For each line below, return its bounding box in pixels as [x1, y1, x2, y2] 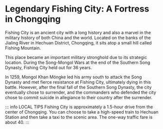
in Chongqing [5, 14, 61, 25]
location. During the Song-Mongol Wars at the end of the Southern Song [5, 59, 150, 65]
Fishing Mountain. [5, 45, 41, 51]
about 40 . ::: [5, 119, 30, 125]
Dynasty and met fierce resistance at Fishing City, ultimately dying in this [5, 79, 151, 85]
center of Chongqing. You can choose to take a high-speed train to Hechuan [5, 109, 159, 115]
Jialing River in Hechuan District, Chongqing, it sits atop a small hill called [5, 40, 152, 45]
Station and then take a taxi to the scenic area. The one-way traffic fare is [5, 114, 153, 120]
